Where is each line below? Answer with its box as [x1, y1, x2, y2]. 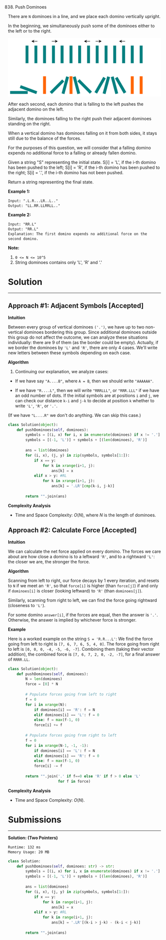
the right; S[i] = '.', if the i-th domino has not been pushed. [8, 169, 124, 175]
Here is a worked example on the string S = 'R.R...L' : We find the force [8, 636, 153, 642]
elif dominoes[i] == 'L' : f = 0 [33, 712, 100, 717]
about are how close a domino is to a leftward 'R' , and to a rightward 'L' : [8, 553, 155, 560]
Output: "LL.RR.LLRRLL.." [8, 203, 60, 208]
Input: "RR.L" [8, 222, 37, 227]
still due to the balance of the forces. [8, 135, 82, 141]
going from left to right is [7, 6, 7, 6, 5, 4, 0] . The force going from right [8, 641, 160, 647]
